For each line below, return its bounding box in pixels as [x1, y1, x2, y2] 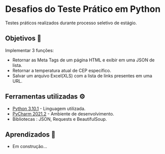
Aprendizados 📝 [5, 130, 56, 139]
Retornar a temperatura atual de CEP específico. [12, 67, 111, 73]
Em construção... [12, 144, 48, 150]
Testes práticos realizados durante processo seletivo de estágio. [5, 20, 137, 26]
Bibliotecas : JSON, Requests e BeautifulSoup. [12, 116, 108, 122]
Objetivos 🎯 [5, 34, 42, 43]
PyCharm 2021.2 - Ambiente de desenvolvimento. [12, 110, 114, 117]
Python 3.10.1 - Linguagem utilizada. [12, 105, 86, 111]
